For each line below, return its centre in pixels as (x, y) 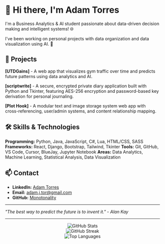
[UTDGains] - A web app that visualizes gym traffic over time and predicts (80, 71)
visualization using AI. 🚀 (29, 44)
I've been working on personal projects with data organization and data (77, 38)
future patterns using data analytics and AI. (49, 76)
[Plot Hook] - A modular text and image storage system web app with (75, 106)
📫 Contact (22, 173)
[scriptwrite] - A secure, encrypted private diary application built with (76, 86)
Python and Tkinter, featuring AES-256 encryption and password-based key (82, 91)
